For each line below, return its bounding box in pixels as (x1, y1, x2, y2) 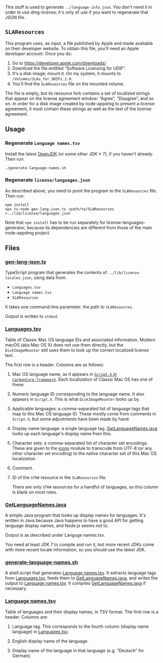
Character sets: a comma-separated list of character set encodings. (12, 440, 148, 446)
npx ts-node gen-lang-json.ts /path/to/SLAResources (5, 207, 114, 212)
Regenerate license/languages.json (5, 176, 91, 183)
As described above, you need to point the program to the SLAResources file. (5, 188, 157, 194)
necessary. (5, 585, 28, 591)
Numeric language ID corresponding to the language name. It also (12, 391, 145, 397)
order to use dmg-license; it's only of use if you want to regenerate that (5, 9, 148, 15)
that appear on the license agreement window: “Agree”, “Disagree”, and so (5, 95, 154, 101)
